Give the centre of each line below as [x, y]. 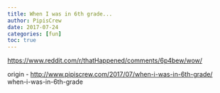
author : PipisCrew [34, 21]
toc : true [22, 40]
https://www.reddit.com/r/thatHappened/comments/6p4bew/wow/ [105, 60]
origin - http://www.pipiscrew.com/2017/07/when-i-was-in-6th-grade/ [110, 75]
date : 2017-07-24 [33, 27]
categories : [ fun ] [34, 34]
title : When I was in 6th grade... [60, 14]
